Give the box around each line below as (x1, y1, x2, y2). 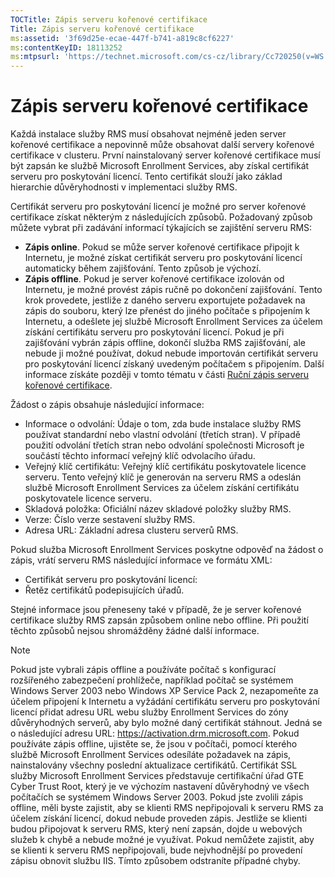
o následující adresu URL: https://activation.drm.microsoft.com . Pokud (10, 727, 300, 740)
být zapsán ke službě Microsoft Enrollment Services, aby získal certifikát (10, 160, 310, 172)
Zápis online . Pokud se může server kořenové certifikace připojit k (24, 241, 300, 253)
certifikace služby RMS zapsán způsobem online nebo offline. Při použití (10, 614, 309, 626)
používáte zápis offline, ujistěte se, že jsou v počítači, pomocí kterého (10, 738, 298, 750)
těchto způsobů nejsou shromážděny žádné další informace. (10, 625, 260, 637)
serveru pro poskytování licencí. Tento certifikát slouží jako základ (10, 171, 283, 183)
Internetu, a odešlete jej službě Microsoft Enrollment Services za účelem (24, 316, 323, 328)
